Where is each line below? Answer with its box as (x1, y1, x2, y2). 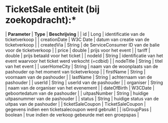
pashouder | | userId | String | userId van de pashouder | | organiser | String (5, 79, 163, 86)
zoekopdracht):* (5, 14, 77, 26)
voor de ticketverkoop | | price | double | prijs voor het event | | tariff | (5, 47, 150, 53)
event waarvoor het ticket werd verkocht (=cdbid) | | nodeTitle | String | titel (5, 58, 163, 64)
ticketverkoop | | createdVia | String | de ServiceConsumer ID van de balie (5, 42, 160, 48)
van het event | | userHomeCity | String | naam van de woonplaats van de (5, 63, 158, 69)
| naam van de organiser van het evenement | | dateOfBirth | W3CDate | (5, 85, 155, 91)
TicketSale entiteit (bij (5, 4, 100, 15)
